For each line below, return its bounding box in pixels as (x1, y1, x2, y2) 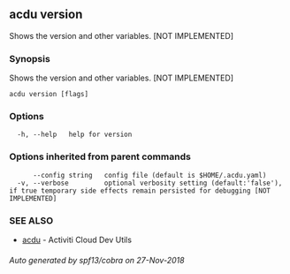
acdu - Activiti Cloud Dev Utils (21, 234, 133, 245)
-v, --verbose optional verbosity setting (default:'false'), (17, 179, 283, 187)
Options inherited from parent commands (9, 150, 192, 163)
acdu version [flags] (9, 90, 89, 99)
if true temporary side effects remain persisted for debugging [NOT (9, 186, 271, 195)
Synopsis (9, 52, 50, 65)
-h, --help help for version (17, 130, 133, 140)
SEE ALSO (9, 214, 54, 226)
